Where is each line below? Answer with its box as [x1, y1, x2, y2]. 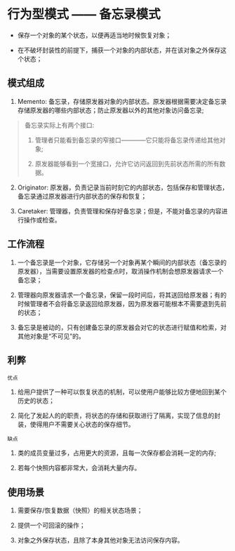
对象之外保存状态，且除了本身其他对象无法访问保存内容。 [17, 536, 184, 545]
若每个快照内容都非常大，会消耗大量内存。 [17, 464, 141, 472]
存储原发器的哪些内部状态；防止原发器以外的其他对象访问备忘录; [17, 106, 205, 114]
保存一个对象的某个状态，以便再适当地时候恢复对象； [17, 31, 172, 39]
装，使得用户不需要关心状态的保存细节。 [17, 420, 135, 429]
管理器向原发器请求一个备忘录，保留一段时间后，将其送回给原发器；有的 [17, 291, 227, 299]
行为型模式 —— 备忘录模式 [7, 6, 161, 22]
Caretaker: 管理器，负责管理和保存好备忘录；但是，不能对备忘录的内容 [17, 206, 222, 215]
